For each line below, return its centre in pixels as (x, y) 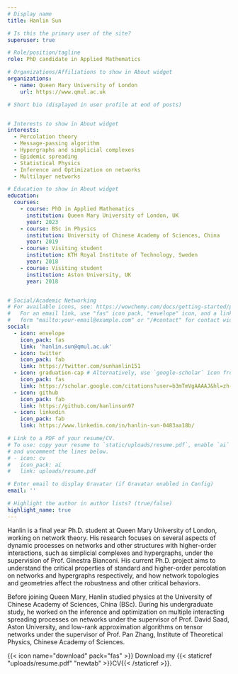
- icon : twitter (38, 353)
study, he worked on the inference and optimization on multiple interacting (116, 612)
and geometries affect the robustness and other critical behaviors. (104, 583)
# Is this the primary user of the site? (69, 33)
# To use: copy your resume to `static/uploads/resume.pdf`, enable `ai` (119, 445)
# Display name (30, 14)
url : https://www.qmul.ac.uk (63, 92)
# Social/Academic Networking (52, 301)
